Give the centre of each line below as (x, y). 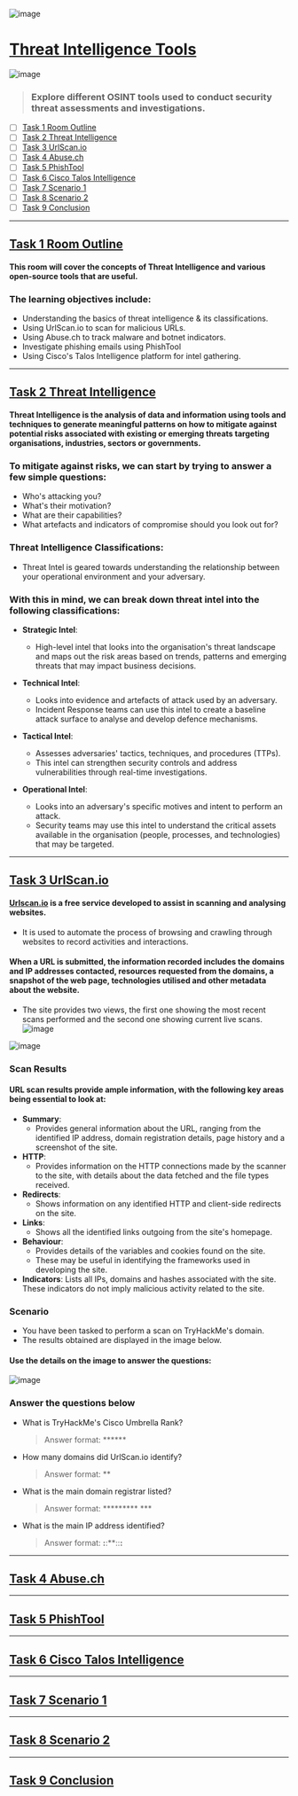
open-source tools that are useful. (74, 276)
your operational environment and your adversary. (114, 576)
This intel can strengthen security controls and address (136, 762)
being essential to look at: (58, 1099)
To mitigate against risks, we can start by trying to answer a (141, 465)
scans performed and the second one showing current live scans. (142, 1019)
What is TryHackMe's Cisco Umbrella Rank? (102, 1422)
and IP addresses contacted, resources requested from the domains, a (142, 972)
